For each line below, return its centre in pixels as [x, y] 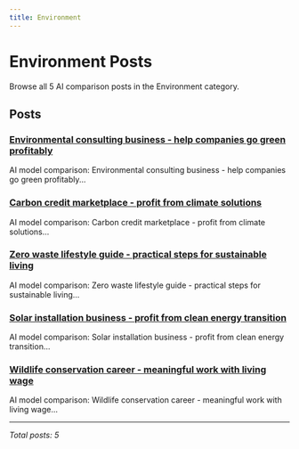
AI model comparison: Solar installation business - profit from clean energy [147, 337]
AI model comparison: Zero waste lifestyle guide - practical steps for [135, 285]
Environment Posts [81, 61]
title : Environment [45, 17]
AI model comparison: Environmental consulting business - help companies [148, 170]
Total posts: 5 [34, 435]
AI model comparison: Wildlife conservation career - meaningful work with [145, 400]
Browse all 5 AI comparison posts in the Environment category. [125, 86]
